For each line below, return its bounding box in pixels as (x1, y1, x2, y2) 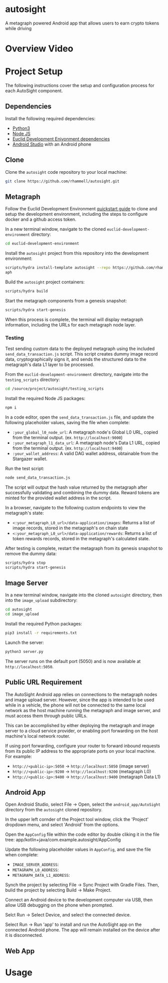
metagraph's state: (5, 510, 44, 516)
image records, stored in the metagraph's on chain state (12, 525, 128, 531)
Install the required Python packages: (5, 620, 82, 626)
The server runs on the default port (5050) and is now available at (5, 658, 141, 664)
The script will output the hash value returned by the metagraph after (5, 484, 147, 490)
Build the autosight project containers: (5, 279, 85, 285)
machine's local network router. (5, 733, 70, 739)
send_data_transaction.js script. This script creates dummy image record (5, 351, 158, 357)
